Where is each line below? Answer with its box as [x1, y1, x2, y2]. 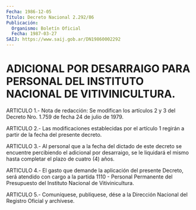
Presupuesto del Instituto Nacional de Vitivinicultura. [6, 179, 135, 186]
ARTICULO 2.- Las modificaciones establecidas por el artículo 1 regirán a [6, 124, 185, 131]
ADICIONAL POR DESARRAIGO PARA [6, 62, 191, 76]
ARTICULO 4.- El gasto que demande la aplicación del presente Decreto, [6, 167, 184, 174]
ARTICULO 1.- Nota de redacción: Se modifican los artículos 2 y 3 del [6, 106, 176, 114]
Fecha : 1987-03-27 [11, 31, 58, 37]
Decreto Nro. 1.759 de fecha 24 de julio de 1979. [6, 113, 124, 120]
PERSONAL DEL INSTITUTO [6, 75, 144, 88]
